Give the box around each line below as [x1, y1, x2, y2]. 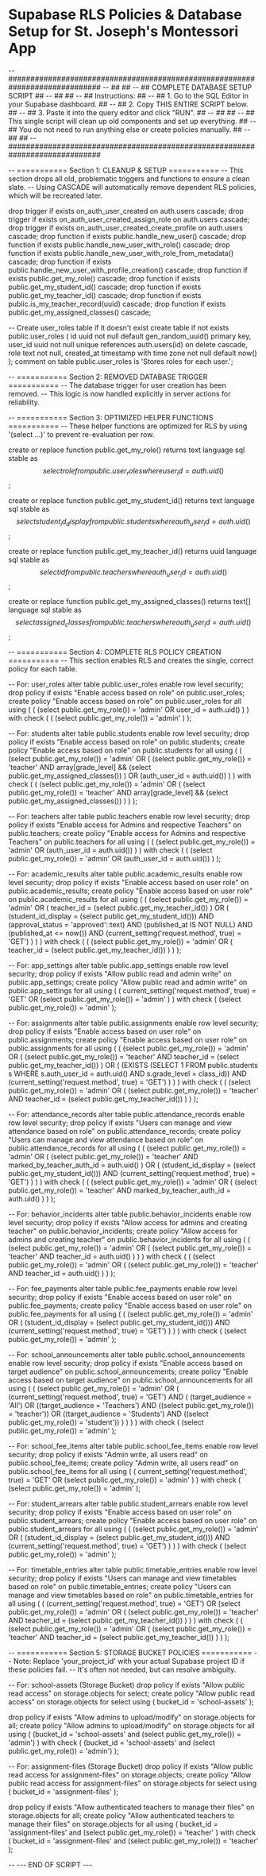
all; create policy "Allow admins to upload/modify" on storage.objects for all [8, 1721, 256, 1731]
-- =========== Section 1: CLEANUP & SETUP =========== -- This [8, 165, 244, 175]
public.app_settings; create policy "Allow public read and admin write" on [8, 977, 248, 987]
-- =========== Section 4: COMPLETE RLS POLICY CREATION [8, 648, 222, 657]
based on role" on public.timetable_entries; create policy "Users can [8, 1582, 232, 1592]
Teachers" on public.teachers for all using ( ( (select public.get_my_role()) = [8, 837, 256, 847]
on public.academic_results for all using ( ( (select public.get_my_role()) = [8, 895, 249, 904]
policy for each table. [8, 664, 78, 674]
